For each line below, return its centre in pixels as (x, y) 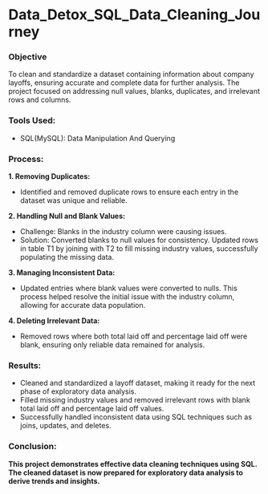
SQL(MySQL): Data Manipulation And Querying (97, 138)
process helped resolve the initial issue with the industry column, (127, 297)
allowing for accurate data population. (83, 306)
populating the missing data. (67, 257)
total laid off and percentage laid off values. (92, 409)
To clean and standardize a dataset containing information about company (131, 75)
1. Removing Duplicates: (49, 176)
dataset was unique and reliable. (73, 200)
